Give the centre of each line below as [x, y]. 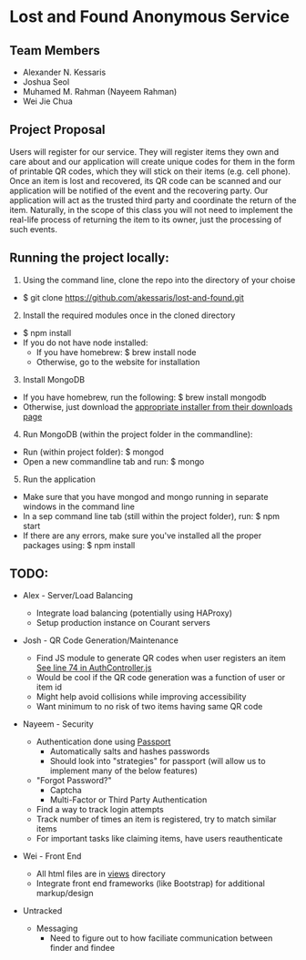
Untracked [42, 911]
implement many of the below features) [124, 771]
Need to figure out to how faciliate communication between [161, 938]
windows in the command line [78, 506]
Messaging [57, 929]
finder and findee [82, 948]
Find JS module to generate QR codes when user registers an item [161, 659]
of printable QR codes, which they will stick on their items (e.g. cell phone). [150, 171]
